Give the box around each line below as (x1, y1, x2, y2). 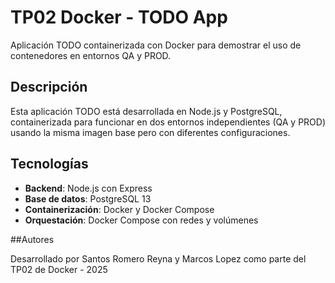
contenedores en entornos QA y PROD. (10, 49, 172, 61)
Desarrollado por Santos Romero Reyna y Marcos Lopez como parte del (10, 252, 307, 265)
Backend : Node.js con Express (24, 182, 153, 194)
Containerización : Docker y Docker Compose (24, 203, 215, 215)
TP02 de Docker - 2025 (10, 263, 108, 275)
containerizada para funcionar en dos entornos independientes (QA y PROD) (10, 116, 327, 128)
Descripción (10, 79, 88, 96)
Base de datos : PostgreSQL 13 (24, 192, 152, 205)
